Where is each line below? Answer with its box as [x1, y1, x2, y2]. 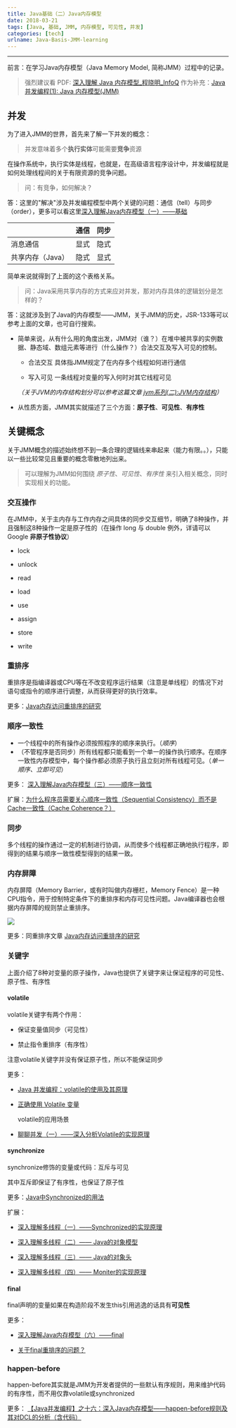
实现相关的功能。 [24, 478, 74, 487]
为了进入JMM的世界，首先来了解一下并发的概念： [7, 130, 152, 138]
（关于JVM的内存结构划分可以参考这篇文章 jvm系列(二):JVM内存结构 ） [17, 388, 223, 396]
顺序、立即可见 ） [17, 765, 67, 773]
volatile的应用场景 [17, 1115, 70, 1123]
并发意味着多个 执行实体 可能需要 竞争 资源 [24, 144, 142, 153]
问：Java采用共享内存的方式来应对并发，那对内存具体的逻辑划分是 [24, 287, 218, 295]
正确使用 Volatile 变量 [17, 1100, 79, 1108]
